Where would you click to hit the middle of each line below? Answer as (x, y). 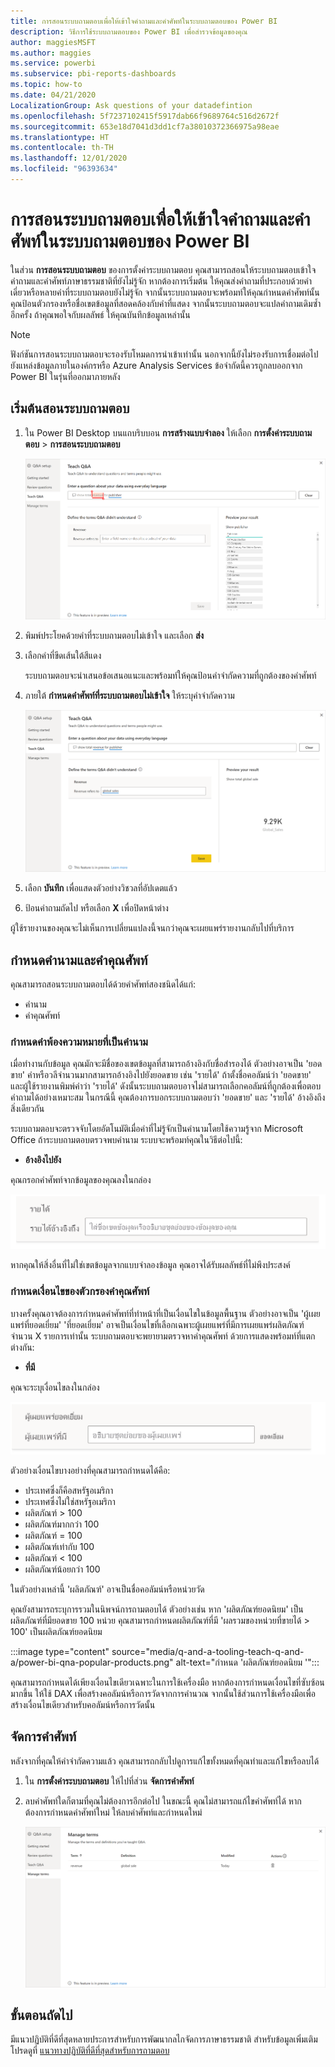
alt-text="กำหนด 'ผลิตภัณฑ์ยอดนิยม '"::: (247, 1662)
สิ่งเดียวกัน (27, 1109)
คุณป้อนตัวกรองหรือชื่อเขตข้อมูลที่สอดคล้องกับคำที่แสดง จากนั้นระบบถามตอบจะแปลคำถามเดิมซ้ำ (166, 303)
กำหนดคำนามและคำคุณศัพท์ (79, 960)
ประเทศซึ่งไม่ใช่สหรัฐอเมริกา (70, 1501)
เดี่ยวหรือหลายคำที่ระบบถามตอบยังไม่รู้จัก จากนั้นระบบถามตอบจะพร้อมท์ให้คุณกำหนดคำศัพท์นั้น (165, 292)
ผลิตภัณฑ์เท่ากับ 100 (59, 1546)
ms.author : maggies (51, 53)
